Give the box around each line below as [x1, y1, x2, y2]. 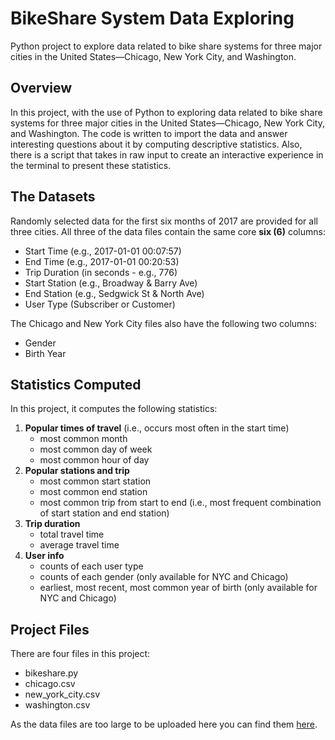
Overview [10, 80, 73, 97]
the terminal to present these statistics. [10, 159, 172, 171]
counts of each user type [39, 560, 144, 572]
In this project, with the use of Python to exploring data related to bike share [10, 106, 323, 118]
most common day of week [39, 443, 153, 456]
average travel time [39, 539, 120, 551]
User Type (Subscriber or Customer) [24, 298, 176, 310]
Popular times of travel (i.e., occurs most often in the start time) [24, 422, 290, 434]
